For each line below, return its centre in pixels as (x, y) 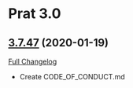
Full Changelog (33, 61)
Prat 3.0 (35, 14)
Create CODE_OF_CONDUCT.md (72, 77)
